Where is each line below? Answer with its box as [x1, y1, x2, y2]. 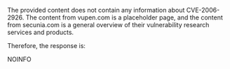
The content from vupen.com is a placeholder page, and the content [25, 13, 223, 22]
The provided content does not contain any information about [7, 6, 185, 14]
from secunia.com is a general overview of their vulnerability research [7, 21, 210, 29]
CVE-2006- [186, 6, 220, 14]
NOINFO [7, 55, 32, 63]
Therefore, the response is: [7, 42, 86, 49]
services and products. [7, 28, 74, 36]
